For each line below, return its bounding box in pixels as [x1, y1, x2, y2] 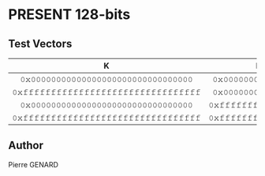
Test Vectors [8, 37, 73, 51]
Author [8, 139, 43, 152]
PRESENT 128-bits [8, 6, 131, 24]
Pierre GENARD [8, 159, 59, 169]
